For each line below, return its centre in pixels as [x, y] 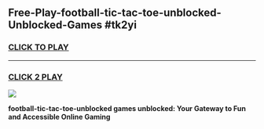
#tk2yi [121, 25]
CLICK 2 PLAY [35, 77]
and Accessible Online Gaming [59, 116]
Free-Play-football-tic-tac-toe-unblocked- [115, 13]
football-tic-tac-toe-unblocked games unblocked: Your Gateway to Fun [127, 108]
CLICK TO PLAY [38, 48]
